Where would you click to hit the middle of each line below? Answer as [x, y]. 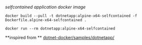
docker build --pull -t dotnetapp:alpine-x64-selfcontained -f [71, 16]
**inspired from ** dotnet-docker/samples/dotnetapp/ [60, 37]
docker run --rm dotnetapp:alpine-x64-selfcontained [60, 29]
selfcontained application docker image [45, 7]
